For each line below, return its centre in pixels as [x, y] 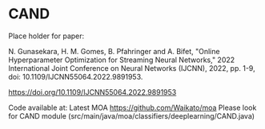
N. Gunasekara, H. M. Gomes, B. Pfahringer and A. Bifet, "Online [114, 51]
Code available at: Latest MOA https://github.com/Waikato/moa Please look [132, 107]
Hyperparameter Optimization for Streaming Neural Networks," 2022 [122, 60]
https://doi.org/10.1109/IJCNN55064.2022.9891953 [92, 92]
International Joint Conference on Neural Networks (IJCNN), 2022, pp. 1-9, [132, 68]
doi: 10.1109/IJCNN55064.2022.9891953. [76, 76]
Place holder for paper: [46, 36]
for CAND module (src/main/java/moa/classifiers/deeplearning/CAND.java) [131, 115]
